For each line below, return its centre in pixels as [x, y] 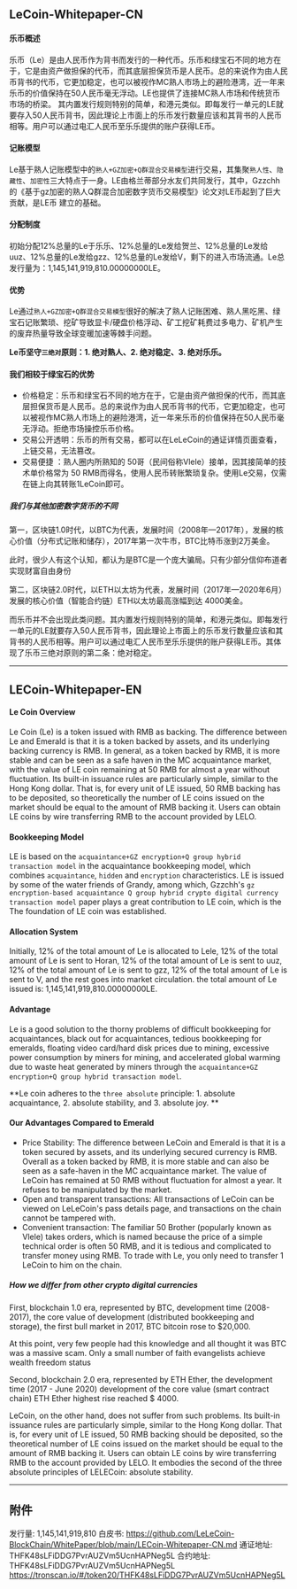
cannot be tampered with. [69, 1218]
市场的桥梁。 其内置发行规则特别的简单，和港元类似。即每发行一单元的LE [143, 104]
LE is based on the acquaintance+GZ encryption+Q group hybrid [125, 857]
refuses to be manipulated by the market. [97, 1190]
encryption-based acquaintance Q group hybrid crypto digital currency [144, 894]
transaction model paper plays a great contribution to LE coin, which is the [145, 902]
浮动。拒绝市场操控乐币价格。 [84, 429]
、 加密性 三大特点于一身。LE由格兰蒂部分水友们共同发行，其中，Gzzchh [151, 180]
